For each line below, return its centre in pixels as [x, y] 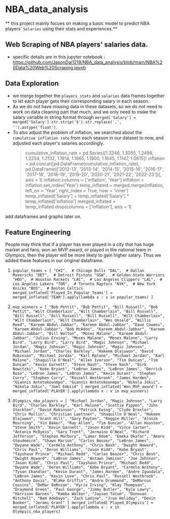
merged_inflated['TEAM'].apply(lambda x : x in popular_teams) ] [83, 297]
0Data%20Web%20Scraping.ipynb [49, 67]
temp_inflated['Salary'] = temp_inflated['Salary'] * [77, 196]
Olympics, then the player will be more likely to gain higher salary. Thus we [83, 255]
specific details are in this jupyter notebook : [59, 57]
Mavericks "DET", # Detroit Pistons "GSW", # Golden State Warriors [89, 275]
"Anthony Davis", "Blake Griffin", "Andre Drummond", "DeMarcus [82, 481]
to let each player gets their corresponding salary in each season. [81, 101]
